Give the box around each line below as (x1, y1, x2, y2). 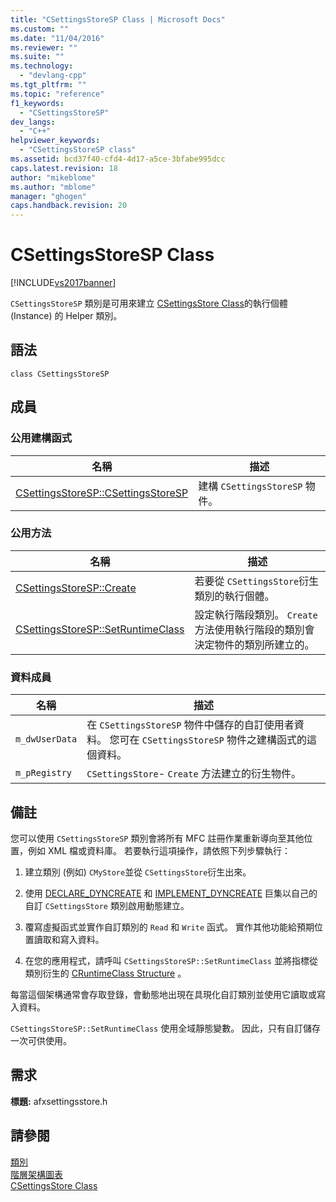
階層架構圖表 (10, 1168, 63, 1180)
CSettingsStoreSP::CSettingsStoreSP (15, 486, 189, 500)
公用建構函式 (10, 431, 73, 445)
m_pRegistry (15, 767, 73, 779)
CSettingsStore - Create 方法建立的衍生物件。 (86, 767, 302, 781)
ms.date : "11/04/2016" (10, 33, 105, 43)
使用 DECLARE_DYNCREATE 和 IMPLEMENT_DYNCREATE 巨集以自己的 (24, 887, 318, 899)
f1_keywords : (10, 98, 65, 108)
